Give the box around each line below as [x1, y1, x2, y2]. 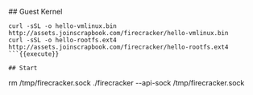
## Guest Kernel [8, 7, 63, 16]
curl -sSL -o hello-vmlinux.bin [8, 22, 117, 30]
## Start [8, 64, 38, 72]
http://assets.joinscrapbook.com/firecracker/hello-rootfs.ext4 [8, 43, 229, 51]
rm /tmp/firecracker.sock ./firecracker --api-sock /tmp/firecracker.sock [8, 78, 245, 87]
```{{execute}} [8, 50, 60, 58]
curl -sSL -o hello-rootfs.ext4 [8, 36, 117, 44]
